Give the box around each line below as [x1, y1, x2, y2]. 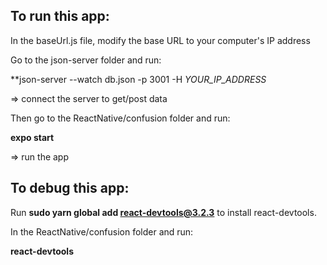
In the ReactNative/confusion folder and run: [10, 225, 194, 238]
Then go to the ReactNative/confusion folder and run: [10, 112, 231, 124]
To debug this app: [10, 180, 130, 197]
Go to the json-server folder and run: [10, 54, 162, 66]
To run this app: [10, 8, 110, 25]
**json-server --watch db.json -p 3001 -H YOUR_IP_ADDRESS [10, 73, 267, 85]
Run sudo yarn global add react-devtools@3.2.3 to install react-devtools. [10, 206, 317, 218]
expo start [10, 131, 55, 143]
